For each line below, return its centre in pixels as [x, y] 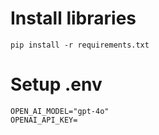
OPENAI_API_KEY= [44, 120]
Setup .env [56, 84]
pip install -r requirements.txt [80, 45]
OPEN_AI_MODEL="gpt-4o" [60, 111]
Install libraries [73, 18]
